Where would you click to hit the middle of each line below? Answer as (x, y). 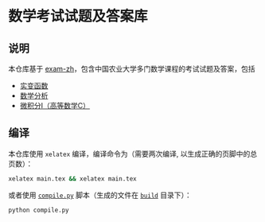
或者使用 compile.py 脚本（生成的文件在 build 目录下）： (100, 195)
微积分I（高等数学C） (55, 105)
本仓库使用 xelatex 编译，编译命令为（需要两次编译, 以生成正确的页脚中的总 (132, 154)
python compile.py (39, 210)
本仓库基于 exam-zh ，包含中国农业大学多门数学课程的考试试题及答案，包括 (132, 69)
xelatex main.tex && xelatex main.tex (72, 179)
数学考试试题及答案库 (78, 16)
